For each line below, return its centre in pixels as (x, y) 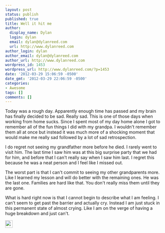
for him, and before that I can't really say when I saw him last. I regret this (80, 158)
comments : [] (19, 97)
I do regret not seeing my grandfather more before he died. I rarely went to (81, 147)
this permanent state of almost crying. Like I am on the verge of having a (79, 208)
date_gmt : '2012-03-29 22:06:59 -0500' (46, 79)
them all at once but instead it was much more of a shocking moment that (80, 132)
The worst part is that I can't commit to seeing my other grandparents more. (82, 172)
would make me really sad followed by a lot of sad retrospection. (71, 138)
